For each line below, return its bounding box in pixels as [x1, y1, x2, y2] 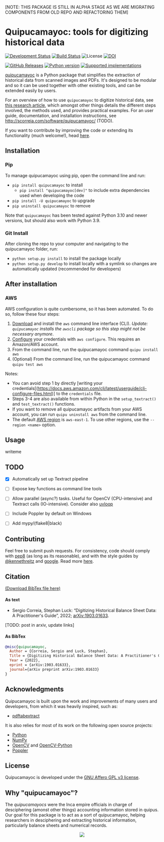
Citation [5, 572, 30, 581]
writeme [5, 449, 22, 455]
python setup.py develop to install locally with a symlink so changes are [12, 260, 157, 266]
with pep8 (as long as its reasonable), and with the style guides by [5, 553, 139, 559]
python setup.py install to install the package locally [12, 255, 121, 261]
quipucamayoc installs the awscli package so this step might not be [12, 325, 145, 332]
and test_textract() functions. [12, 401, 76, 407]
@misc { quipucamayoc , [5, 644, 47, 649]
